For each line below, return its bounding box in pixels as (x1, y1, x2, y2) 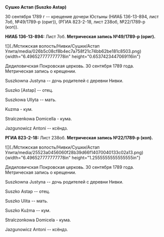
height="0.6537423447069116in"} (71, 53, 141, 59)
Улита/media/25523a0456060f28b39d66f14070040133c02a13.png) (5, 150, 143, 155)
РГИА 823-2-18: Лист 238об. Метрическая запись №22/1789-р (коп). (5, 135, 153, 140)
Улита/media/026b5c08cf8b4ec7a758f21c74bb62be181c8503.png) (5, 49, 141, 54)
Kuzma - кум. (5, 106, 33, 112)
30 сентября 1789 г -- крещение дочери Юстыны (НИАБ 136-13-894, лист (5, 14, 159, 19)
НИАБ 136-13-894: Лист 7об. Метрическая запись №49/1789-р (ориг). (5, 34, 156, 39)
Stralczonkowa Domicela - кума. (5, 217, 71, 223)
